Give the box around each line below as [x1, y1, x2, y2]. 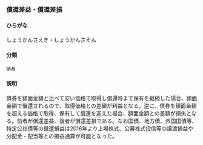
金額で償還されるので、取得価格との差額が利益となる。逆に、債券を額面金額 [6, 102, 197, 109]
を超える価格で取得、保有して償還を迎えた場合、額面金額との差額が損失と [6, 109, 192, 116]
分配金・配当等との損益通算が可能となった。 [6, 132, 118, 140]
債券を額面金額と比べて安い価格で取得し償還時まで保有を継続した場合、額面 [6, 94, 198, 101]
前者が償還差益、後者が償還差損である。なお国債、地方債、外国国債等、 [16, 117, 198, 124]
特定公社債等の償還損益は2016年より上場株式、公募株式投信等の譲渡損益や [6, 124, 194, 132]
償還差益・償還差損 [6, 5, 62, 13]
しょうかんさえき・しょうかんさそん [6, 36, 97, 44]
